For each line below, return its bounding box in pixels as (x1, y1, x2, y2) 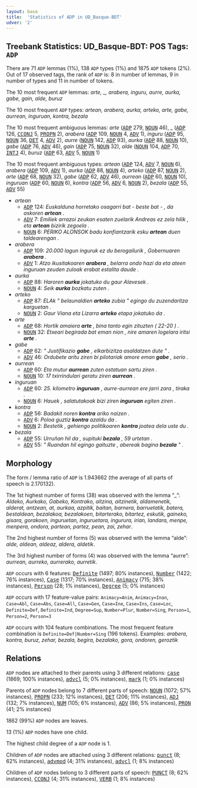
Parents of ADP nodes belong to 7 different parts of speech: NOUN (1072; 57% (6, 687, 191, 694)
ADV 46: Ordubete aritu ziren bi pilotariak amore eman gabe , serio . (23, 354, 189, 361)
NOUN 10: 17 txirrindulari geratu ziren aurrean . (23, 372, 136, 380)
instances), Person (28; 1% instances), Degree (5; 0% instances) (6, 582, 166, 589)
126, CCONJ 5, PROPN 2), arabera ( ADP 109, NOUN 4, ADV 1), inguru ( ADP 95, (6, 130, 185, 137)
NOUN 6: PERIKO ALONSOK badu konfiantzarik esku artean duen (23, 228, 181, 236)
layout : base (6, 8, 38, 15)
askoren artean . (23, 210, 65, 217)
